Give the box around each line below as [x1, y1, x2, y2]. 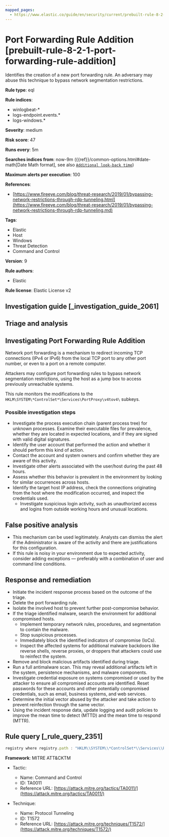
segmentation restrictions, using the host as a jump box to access [5, 376, 142, 382]
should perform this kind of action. [12, 447, 84, 453]
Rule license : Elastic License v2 [5, 287, 71, 293]
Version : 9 [5, 258, 28, 264]
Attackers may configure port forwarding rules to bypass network [5, 371, 141, 377]
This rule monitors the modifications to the [5, 391, 93, 397]
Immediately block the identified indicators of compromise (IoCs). [20, 637, 156, 643]
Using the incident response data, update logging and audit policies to [12, 707, 158, 713]
